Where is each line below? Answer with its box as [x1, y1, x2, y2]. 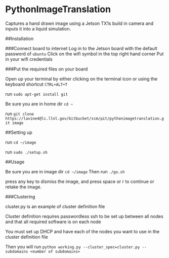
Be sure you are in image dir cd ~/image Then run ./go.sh [5, 168, 125, 174]
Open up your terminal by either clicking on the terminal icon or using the [5, 76, 158, 82]
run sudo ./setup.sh [5, 149, 48, 155]
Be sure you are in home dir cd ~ [5, 100, 73, 107]
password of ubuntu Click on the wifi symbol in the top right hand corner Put [5, 51, 164, 57]
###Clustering [5, 194, 35, 200]
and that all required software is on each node [5, 218, 101, 225]
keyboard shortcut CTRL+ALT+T [5, 81, 68, 87]
